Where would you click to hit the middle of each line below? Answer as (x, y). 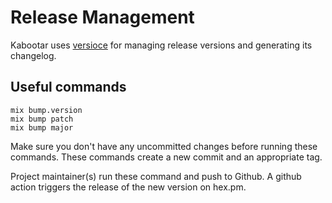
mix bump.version (46, 110)
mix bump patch (42, 119)
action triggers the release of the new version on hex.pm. (128, 187)
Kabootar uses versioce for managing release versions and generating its (161, 45)
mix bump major (42, 127)
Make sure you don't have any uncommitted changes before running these (164, 146)
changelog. (33, 55)
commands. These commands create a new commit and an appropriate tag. (166, 157)
